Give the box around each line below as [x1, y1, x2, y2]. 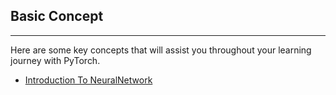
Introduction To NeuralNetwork [24, 74, 153, 86]
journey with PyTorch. [10, 54, 101, 66]
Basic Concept [10, 8, 104, 25]
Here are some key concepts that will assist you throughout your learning [10, 44, 312, 56]
